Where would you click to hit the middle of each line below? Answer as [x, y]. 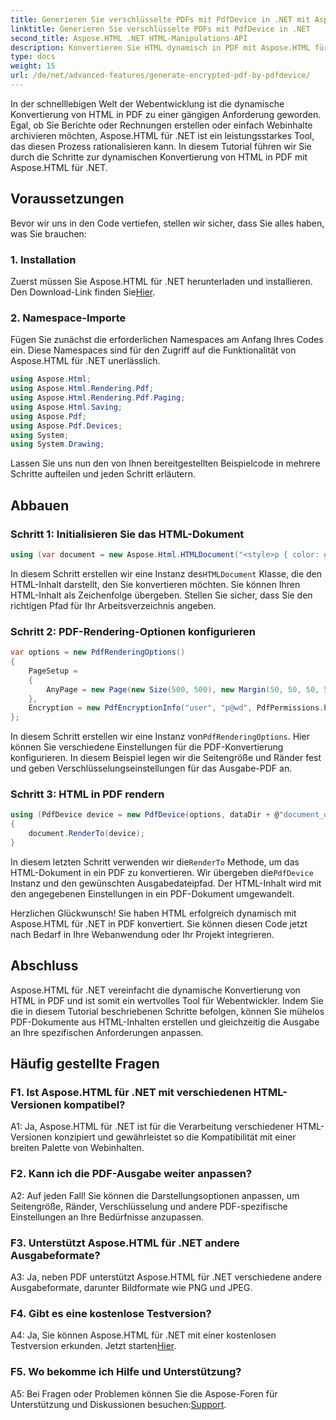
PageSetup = [53, 671]
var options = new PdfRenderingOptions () [98, 652]
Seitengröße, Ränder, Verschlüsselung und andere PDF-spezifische [149, 1206]
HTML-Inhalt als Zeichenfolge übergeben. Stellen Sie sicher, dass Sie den [161, 595]
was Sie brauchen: [48, 233]
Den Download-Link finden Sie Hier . [83, 292]
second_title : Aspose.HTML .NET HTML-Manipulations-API [129, 38]
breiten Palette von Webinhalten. [77, 1148]
